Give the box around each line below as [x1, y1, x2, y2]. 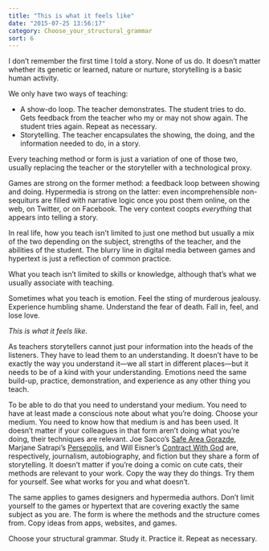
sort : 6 [8, 34, 35, 43]
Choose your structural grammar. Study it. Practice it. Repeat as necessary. [8, 534, 258, 544]
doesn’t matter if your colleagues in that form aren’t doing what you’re [8, 426, 240, 435]
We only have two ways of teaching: [8, 89, 128, 99]
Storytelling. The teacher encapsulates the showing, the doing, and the [19, 130, 255, 140]
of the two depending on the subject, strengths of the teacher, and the [8, 236, 241, 246]
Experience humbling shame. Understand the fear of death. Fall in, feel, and [8, 302, 259, 312]
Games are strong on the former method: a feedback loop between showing [8, 179, 260, 188]
